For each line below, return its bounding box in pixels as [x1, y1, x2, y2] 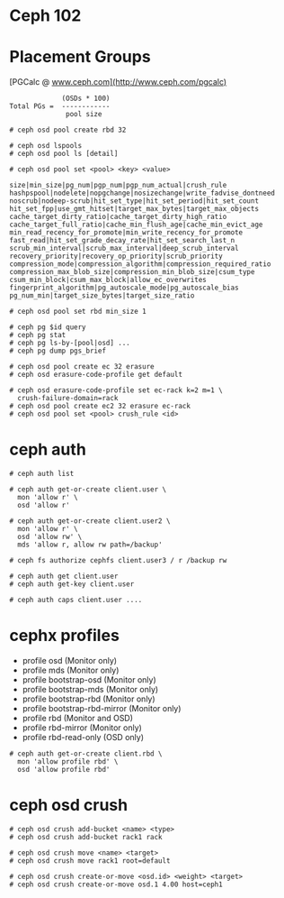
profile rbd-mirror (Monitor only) [22, 722, 142, 733]
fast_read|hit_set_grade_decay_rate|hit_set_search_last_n [9, 236, 235, 245]
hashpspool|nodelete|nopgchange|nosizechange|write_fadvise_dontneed [9, 188, 276, 198]
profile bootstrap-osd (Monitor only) [22, 674, 157, 685]
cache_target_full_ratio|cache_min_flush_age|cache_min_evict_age [9, 220, 263, 230]
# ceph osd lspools [9, 142, 83, 151]
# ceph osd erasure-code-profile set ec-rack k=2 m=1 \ [9, 386, 223, 395]
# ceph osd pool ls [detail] [9, 150, 119, 159]
